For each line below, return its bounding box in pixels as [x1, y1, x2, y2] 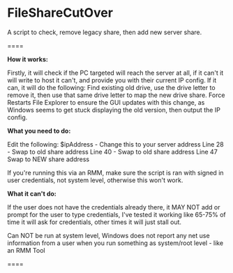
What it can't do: [7, 189, 57, 198]
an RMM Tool [7, 246, 45, 254]
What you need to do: [7, 126, 71, 135]
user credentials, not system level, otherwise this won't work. [7, 176, 183, 184]
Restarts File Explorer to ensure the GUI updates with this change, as [7, 98, 205, 106]
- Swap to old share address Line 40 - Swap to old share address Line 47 [7, 147, 218, 156]
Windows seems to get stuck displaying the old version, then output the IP [7, 105, 221, 114]
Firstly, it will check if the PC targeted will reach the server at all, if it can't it [7, 68, 224, 77]
